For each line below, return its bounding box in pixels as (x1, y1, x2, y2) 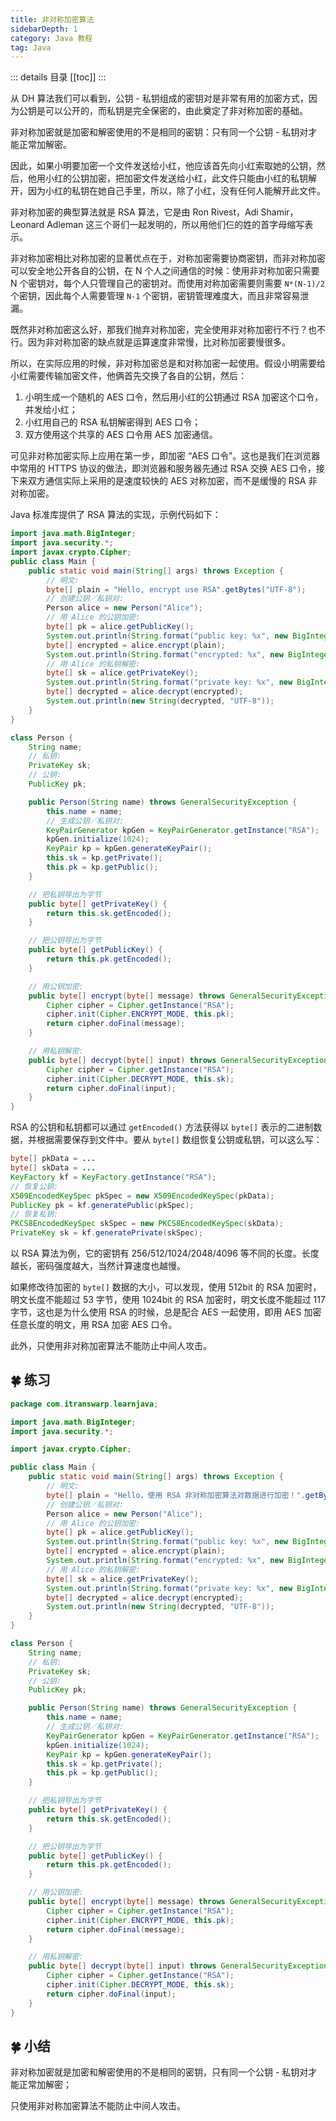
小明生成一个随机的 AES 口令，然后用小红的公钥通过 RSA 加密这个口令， (24, 391, 324, 403)
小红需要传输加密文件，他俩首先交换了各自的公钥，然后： (10, 370, 247, 382)
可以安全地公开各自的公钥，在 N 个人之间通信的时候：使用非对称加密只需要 (10, 265, 320, 277)
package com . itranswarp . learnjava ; (10, 1399, 159, 1409)
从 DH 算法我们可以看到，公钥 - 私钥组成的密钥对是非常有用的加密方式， (10, 92, 309, 105)
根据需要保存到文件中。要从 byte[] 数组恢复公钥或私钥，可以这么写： (36, 1134, 323, 1146)
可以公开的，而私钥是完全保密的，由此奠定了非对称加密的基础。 (44, 105, 308, 117)
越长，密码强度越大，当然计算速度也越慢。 (10, 1260, 186, 1271)
